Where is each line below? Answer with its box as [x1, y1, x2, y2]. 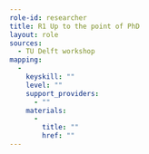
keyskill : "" [25, 72, 75, 82]
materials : [25, 106, 67, 115]
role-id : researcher [9, 13, 88, 23]
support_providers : [25, 89, 100, 98]
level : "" [25, 81, 64, 90]
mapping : [9, 55, 43, 64]
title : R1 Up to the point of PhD [9, 22, 141, 31]
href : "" [42, 131, 75, 140]
